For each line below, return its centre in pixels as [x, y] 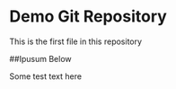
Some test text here [46, 76]
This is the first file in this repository [75, 41]
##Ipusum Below [40, 58]
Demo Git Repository [88, 17]
